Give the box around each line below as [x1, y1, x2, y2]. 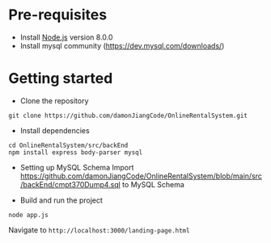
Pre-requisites [8, 6, 108, 24]
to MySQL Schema [122, 179, 184, 189]
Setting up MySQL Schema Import [19, 162, 134, 172]
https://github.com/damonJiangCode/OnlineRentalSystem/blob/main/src [19, 171, 263, 181]
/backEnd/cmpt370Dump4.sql [19, 179, 121, 189]
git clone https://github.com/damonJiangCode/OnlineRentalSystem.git [8, 111, 248, 119]
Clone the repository [19, 95, 89, 106]
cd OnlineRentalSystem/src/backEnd [8, 141, 129, 149]
